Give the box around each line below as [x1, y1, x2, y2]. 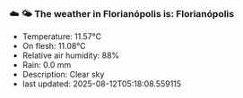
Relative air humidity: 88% [22, 50, 120, 61]
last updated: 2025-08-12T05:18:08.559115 [22, 78, 182, 89]
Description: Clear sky [22, 69, 105, 80]
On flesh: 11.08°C [22, 41, 86, 52]
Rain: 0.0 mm [22, 60, 72, 70]
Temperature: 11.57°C [22, 31, 101, 42]
